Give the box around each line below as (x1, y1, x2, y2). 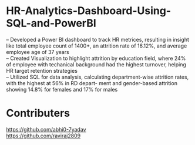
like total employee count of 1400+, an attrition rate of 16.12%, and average (6, 42, 187, 49)
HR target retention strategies (6, 67, 78, 74)
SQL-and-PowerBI (6, 16, 97, 30)
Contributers (6, 107, 70, 120)
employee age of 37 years (6, 48, 69, 55)
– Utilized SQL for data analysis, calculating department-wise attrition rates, (6, 73, 189, 80)
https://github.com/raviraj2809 (6, 132, 81, 139)
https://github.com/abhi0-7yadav (6, 126, 86, 133)
